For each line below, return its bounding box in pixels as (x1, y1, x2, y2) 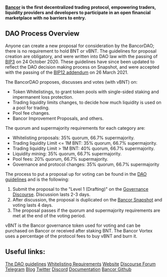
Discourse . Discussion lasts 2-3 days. (12, 191, 91, 197)
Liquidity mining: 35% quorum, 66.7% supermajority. (12, 150, 122, 157)
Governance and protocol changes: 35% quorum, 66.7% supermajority (12, 161, 159, 167)
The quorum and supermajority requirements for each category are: (5, 125, 145, 131)
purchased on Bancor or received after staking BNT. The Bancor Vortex (5, 227, 153, 233)
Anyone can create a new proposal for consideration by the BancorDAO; (5, 43, 154, 49)
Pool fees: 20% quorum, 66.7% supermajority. (12, 156, 109, 162)
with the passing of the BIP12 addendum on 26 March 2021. (5, 69, 129, 75)
